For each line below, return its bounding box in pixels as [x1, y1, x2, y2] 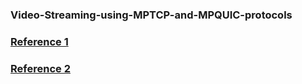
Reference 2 [10, 61, 71, 75]
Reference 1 [10, 34, 69, 48]
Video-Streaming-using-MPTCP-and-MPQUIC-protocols [10, 8, 293, 22]
